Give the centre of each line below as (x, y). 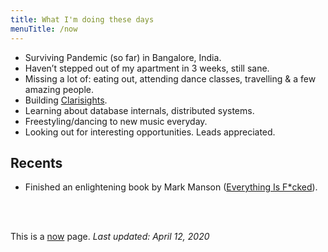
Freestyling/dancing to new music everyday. (116, 121)
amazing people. (59, 89)
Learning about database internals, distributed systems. (139, 110)
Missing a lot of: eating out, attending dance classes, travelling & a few (170, 78)
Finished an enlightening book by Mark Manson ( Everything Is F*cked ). (171, 187)
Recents (36, 162)
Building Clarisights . (66, 100)
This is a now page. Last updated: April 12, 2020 (110, 237)
